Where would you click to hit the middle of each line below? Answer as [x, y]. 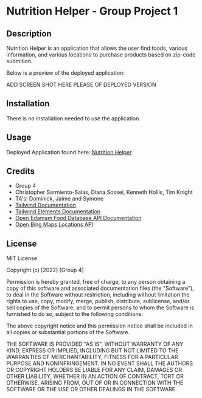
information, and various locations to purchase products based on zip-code [101, 55]
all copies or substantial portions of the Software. [68, 332]
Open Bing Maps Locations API [54, 225]
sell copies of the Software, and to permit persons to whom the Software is [100, 307]
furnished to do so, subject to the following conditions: [75, 314]
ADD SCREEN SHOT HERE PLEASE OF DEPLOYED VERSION [81, 84]
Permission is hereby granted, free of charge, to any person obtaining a [96, 282]
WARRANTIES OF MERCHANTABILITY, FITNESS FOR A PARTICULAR [92, 357]
